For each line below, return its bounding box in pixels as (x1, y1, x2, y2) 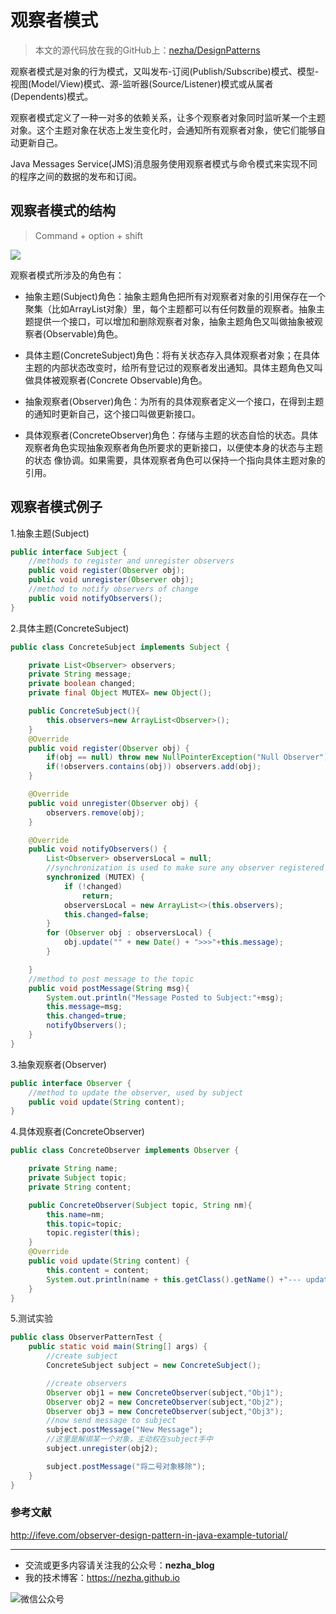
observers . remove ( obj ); (46, 807, 145, 818)
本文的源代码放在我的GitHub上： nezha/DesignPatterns (34, 44, 261, 56)
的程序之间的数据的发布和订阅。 (10, 170, 142, 182)
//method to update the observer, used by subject (28, 1087, 244, 1098)
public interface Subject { (10, 547, 128, 557)
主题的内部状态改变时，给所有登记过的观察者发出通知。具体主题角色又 (24, 361, 315, 373)
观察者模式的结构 (10, 202, 116, 220)
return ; (81, 891, 114, 901)
